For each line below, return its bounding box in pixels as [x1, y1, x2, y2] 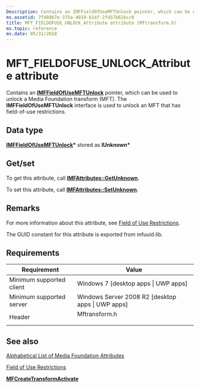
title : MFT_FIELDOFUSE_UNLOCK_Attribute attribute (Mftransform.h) [6, 20, 177, 26]
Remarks [6, 204, 40, 214]
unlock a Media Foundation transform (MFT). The [6, 96, 127, 103]
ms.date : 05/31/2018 [6, 31, 58, 37]
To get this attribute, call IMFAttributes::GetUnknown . [6, 174, 140, 181]
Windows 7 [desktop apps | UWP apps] [77, 279, 188, 288]
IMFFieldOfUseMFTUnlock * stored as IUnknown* [6, 141, 130, 148]
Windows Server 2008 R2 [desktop [77, 293, 177, 301]
